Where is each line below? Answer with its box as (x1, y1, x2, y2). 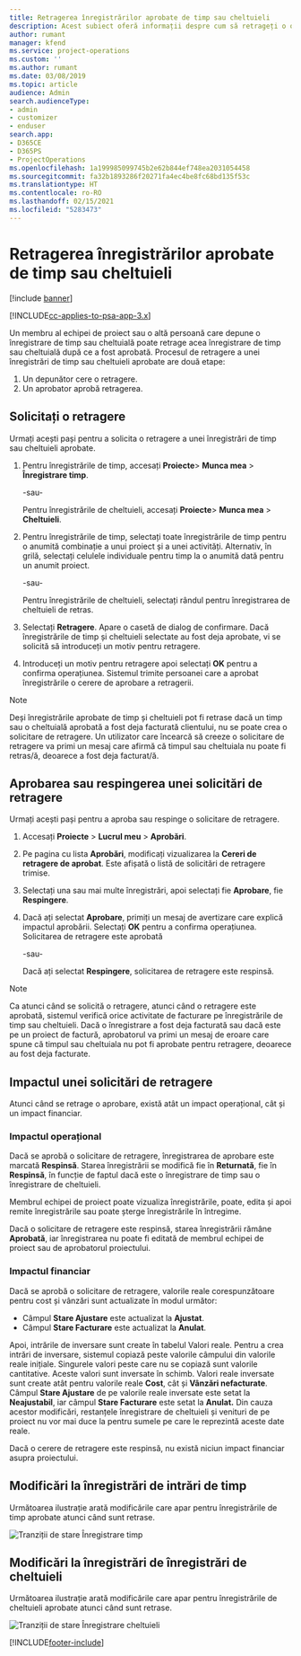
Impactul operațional (9, 1131, 102, 1143)
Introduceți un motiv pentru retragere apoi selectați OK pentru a (21, 657, 258, 669)
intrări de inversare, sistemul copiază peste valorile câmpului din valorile (9, 1349, 276, 1360)
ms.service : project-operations (9, 47, 130, 56)
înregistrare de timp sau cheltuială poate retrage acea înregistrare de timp (9, 337, 281, 348)
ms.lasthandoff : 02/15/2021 (9, 197, 115, 207)
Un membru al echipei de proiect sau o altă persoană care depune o (9, 327, 262, 338)
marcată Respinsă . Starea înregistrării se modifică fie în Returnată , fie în (9, 1160, 278, 1171)
